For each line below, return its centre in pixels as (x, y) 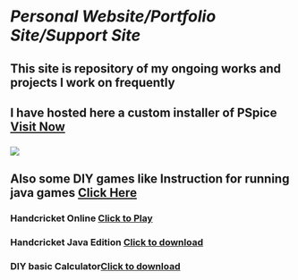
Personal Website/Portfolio (113, 17)
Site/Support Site (76, 35)
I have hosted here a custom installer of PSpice (144, 112)
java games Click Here (74, 193)
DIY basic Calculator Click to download (95, 267)
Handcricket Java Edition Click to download (107, 242)
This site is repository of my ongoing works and (145, 68)
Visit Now (38, 127)
